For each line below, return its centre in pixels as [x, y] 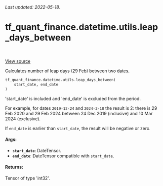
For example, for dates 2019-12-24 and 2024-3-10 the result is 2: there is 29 [81, 108]
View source [18, 61]
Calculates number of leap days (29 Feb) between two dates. [67, 71]
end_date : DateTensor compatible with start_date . [63, 156]
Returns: [14, 167]
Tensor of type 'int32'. [28, 178]
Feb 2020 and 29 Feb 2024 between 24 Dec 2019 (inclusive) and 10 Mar [79, 113]
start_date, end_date [36, 84]
